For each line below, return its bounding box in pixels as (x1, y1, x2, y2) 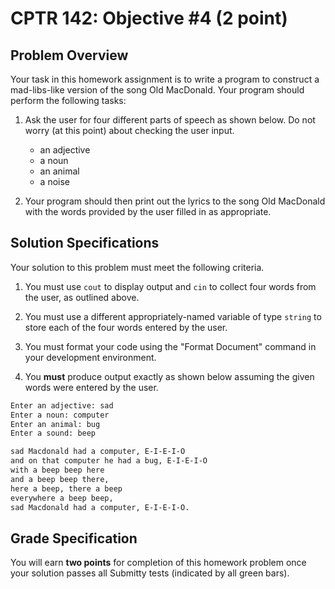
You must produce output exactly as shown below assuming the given (24, 370, 315, 382)
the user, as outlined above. (24, 291, 140, 303)
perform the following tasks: (10, 95, 127, 106)
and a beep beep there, (10, 474, 110, 484)
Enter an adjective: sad (10, 400, 114, 411)
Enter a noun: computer (10, 410, 110, 420)
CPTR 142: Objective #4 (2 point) (10, 7, 288, 30)
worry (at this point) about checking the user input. (24, 125, 235, 136)
